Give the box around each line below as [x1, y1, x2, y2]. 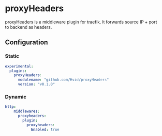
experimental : [5, 64, 34, 68]
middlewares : [14, 109, 40, 114]
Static [5, 53, 19, 60]
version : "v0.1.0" [17, 82, 55, 87]
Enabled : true [30, 127, 59, 132]
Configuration [5, 38, 48, 47]
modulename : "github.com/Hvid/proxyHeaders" [17, 77, 109, 83]
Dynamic [5, 93, 27, 100]
